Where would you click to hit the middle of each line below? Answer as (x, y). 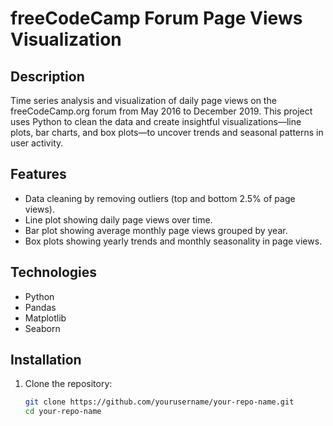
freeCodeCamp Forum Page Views (156, 18)
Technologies (54, 272)
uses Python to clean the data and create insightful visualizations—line (156, 121)
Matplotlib (45, 318)
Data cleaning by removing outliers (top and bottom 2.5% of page (160, 198)
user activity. (37, 143)
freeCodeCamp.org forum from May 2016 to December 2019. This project (161, 111)
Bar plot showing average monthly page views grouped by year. (156, 230)
